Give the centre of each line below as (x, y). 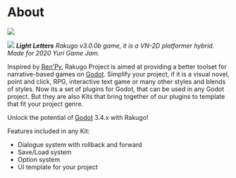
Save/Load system (44, 152)
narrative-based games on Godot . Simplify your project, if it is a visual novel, (118, 74)
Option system (39, 159)
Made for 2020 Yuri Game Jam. (54, 53)
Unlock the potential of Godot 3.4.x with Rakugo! (78, 117)
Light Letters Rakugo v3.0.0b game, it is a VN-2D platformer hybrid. (115, 46)
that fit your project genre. (45, 104)
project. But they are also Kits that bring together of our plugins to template (116, 96)
